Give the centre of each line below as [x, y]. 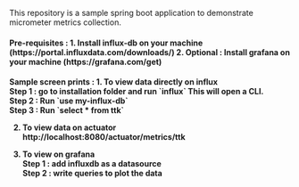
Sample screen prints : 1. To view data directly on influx [114, 82]
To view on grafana [58, 154]
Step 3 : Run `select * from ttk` [67, 110]
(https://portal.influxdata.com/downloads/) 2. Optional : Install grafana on [149, 52]
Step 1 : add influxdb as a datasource [92, 164]
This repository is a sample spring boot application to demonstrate [132, 13]
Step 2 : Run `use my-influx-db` [69, 101]
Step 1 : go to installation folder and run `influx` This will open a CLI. [137, 92]
